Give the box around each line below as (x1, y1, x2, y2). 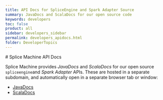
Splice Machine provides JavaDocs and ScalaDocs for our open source (5, 63, 154, 69)
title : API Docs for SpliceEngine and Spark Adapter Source (5, 7, 135, 13)
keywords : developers (5, 17, 51, 22)
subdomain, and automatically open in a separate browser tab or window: (5, 74, 158, 80)
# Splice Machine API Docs (5, 54, 62, 60)
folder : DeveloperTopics (5, 40, 58, 45)
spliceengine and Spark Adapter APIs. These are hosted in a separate (5, 69, 150, 75)
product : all (5, 26, 33, 31)
